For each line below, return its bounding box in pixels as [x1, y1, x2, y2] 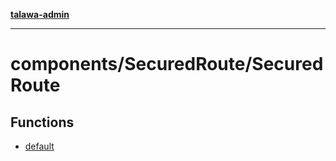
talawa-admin [10, 9, 70, 20]
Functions [10, 114, 75, 131]
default [24, 140, 55, 152]
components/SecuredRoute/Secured [10, 53, 324, 76]
